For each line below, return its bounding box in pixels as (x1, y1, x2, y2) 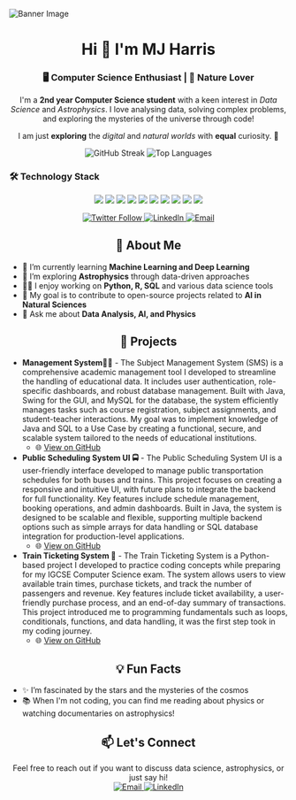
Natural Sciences (21, 299, 87, 310)
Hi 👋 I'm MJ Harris (80, 40, 216, 59)
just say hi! (128, 773, 169, 783)
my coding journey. (21, 626, 93, 636)
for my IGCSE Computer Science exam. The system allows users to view (21, 569, 286, 580)
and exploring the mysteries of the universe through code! (42, 113, 254, 124)
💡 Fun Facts (115, 661, 182, 676)
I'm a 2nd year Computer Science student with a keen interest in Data (19, 95, 277, 105)
